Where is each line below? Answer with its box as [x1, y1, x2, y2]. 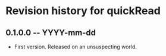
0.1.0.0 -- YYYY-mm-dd [5, 28, 96, 38]
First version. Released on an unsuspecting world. [14, 43, 137, 50]
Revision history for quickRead [5, 4, 161, 18]
